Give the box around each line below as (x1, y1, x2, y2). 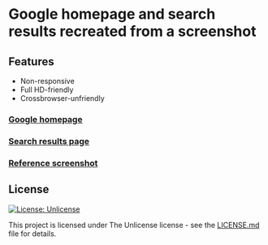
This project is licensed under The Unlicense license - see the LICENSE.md (8, 220, 260, 230)
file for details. (8, 229, 57, 238)
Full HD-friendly (19, 85, 74, 94)
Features (8, 55, 54, 68)
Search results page (8, 135, 90, 147)
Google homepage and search (8, 5, 216, 24)
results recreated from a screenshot (8, 22, 257, 41)
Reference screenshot (8, 157, 98, 168)
